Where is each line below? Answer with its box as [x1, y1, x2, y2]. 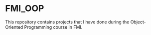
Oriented [5, 24, 23, 30]
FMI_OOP [5, 3, 44, 14]
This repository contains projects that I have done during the [5, 19, 130, 25]
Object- [130, 19, 146, 25]
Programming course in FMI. [24, 24, 83, 30]
